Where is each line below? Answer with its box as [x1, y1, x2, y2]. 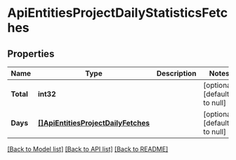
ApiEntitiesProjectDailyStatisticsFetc [7, 5, 228, 21]
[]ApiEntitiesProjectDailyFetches [37, 118, 150, 128]
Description [156, 69, 197, 78]
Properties [7, 48, 55, 60]
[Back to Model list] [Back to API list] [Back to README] [7, 145, 169, 153]
